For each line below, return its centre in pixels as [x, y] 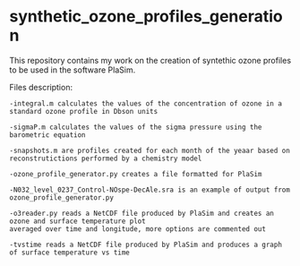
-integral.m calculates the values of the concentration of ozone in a [146, 103]
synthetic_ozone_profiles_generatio [146, 17]
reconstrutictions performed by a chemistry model [106, 159]
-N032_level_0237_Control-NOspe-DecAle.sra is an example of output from [150, 190]
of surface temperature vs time [69, 253]
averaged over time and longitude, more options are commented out [138, 229]
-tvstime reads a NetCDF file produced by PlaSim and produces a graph [146, 245]
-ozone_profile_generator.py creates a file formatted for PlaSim [136, 174]
